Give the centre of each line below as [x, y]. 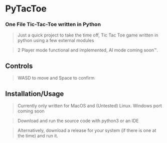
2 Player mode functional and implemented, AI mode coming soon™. [88, 50]
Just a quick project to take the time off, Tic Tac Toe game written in [88, 35]
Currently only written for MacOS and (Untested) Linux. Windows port [90, 106]
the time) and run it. [38, 136]
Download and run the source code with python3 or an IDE [78, 121]
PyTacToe [26, 9]
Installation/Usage [35, 94]
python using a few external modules [56, 40]
